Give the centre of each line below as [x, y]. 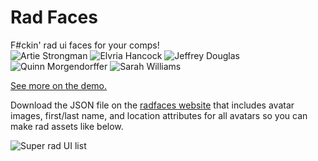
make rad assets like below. [67, 126]
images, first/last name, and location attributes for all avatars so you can [159, 115]
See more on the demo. [59, 85]
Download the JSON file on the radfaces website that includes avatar [152, 105]
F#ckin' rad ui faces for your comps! [85, 45]
